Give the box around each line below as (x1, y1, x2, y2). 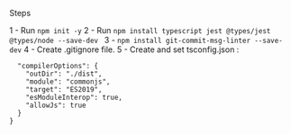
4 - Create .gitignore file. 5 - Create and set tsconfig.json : (23, 44, 240, 55)
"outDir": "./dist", (25, 69, 103, 78)
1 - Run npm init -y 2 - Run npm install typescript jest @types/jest (9, 25, 271, 35)
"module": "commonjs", (25, 77, 111, 86)
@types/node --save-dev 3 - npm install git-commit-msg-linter (9, 35, 250, 45)
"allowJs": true (25, 101, 87, 110)
